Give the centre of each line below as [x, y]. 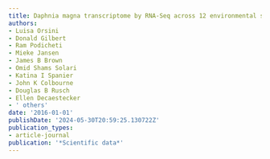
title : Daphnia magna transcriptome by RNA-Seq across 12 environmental [133, 16]
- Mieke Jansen [34, 53]
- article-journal [39, 135]
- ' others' [28, 105]
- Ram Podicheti [35, 46]
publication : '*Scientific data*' [66, 143]
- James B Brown [35, 61]
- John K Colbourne [41, 83]
